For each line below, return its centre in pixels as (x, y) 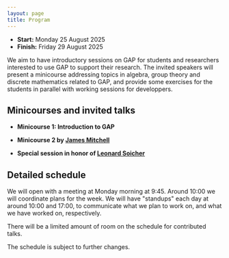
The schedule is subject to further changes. (69, 247)
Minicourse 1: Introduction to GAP (66, 127)
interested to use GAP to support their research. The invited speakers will (110, 67)
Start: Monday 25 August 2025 (61, 39)
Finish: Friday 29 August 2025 (60, 47)
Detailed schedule (46, 175)
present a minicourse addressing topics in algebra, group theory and (104, 74)
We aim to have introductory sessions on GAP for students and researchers (113, 60)
